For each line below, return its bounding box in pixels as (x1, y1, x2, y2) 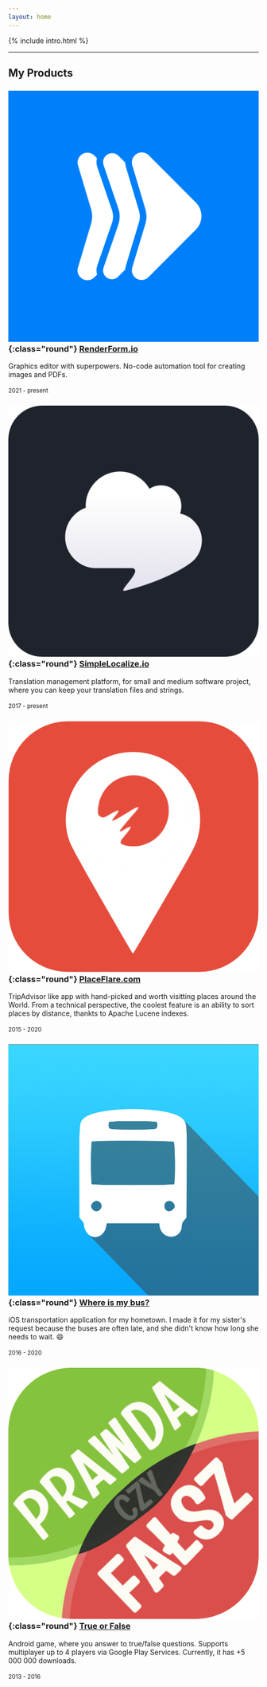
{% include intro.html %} (8, 36, 89, 45)
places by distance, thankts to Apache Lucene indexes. (8, 1009, 189, 1018)
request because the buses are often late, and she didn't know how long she (8, 1323, 259, 1333)
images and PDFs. (8, 370, 68, 379)
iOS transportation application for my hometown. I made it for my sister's (8, 1315, 246, 1325)
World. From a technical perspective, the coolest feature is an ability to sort (8, 1000, 254, 1009)
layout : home (8, 13, 52, 21)
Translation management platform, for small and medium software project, (8, 676, 252, 686)
